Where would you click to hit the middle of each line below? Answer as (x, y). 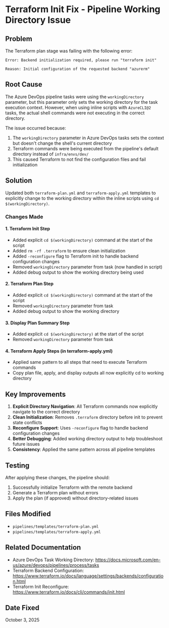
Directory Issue (38, 20)
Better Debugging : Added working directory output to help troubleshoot (88, 439)
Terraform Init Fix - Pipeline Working (83, 9)
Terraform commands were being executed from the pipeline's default (86, 148)
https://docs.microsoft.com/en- (128, 560)
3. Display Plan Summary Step (37, 323)
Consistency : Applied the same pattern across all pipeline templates (84, 449)
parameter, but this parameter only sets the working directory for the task (81, 102)
